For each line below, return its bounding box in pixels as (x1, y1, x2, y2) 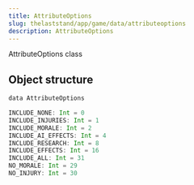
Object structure (8, 72, 94, 86)
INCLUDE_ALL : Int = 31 (8, 154, 85, 162)
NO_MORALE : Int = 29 (8, 161, 78, 170)
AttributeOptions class (8, 49, 83, 59)
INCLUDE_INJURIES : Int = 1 (8, 116, 99, 124)
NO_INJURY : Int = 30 (8, 170, 78, 178)
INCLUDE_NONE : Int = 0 (8, 109, 85, 118)
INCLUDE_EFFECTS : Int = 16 (8, 147, 99, 155)
